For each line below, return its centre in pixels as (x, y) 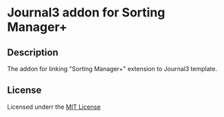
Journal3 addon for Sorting (86, 13)
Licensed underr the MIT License (54, 107)
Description (33, 52)
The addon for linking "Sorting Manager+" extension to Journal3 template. (112, 69)
